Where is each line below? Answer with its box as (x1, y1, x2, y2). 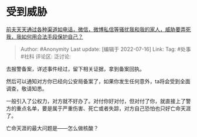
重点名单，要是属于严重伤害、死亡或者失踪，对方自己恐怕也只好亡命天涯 (16, 105, 191, 112)
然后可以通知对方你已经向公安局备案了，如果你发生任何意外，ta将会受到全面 (6, 77, 191, 85)
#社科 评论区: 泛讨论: (20, 53, 72, 60)
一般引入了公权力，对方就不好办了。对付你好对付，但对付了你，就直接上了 (6, 97, 186, 104)
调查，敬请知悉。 (6, 85, 47, 92)
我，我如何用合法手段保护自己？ (6, 33, 83, 40)
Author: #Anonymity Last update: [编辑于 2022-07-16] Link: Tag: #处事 (20, 45, 192, 53)
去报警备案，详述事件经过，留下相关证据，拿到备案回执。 (6, 65, 145, 72)
